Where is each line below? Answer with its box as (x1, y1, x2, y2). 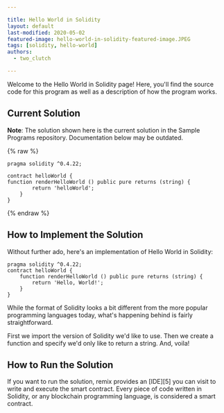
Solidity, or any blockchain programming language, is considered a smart (7, 392, 216, 401)
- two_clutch (13, 55, 51, 62)
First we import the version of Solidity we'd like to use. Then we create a (7, 331, 214, 340)
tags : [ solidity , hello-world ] (7, 42, 98, 49)
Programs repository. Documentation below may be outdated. (7, 133, 184, 142)
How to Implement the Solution (7, 229, 144, 241)
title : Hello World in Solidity (7, 16, 101, 23)
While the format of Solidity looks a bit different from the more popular (7, 303, 208, 312)
